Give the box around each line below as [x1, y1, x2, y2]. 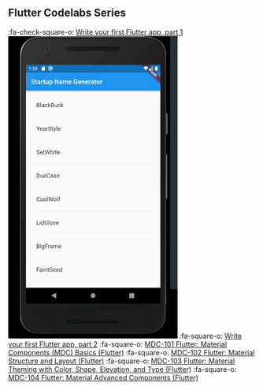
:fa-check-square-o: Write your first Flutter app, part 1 [8, 27, 183, 36]
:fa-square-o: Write [179, 331, 243, 340]
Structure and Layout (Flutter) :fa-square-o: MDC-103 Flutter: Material [8, 356, 235, 366]
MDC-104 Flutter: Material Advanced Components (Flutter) [8, 373, 199, 382]
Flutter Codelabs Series [8, 6, 126, 20]
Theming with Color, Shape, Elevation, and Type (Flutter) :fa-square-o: [8, 364, 237, 373]
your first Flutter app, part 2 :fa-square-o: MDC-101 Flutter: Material [8, 339, 228, 349]
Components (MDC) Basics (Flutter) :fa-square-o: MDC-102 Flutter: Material [8, 347, 255, 357]
